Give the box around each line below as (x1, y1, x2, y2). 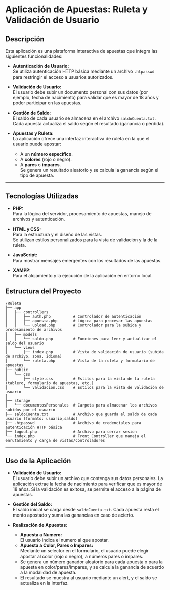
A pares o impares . (20, 162, 61, 168)
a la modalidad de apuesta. (20, 569, 77, 576)
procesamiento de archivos (5, 327, 62, 333)
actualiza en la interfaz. (20, 580, 69, 586)
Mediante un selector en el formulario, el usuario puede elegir (20, 548, 149, 554)
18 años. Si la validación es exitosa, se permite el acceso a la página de (12, 486, 161, 492)
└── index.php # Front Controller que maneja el (5, 433, 146, 439)
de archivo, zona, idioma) (5, 354, 62, 359)
